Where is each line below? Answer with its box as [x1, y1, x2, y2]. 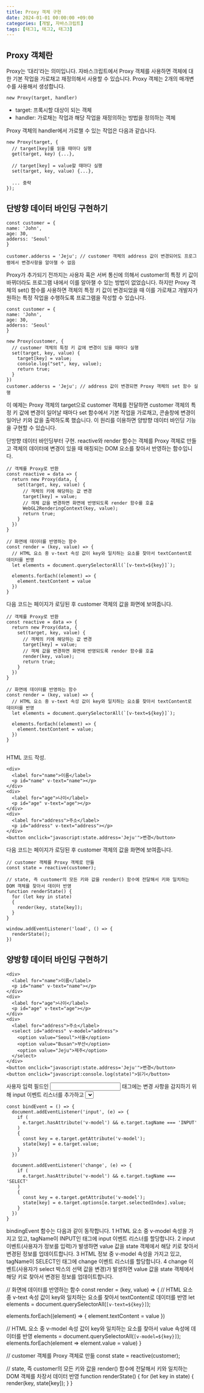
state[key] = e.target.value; [22, 1141, 99, 1147]
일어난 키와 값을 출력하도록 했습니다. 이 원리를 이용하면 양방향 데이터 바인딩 [6, 416, 185, 424]
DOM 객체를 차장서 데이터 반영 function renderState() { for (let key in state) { [6, 1372, 194, 1380]
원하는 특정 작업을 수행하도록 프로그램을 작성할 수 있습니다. [6, 294, 146, 301]
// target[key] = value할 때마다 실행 [12, 163, 102, 169]
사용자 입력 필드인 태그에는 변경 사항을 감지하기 [6, 1082, 191, 1090]
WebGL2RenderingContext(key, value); [22, 505, 119, 512]
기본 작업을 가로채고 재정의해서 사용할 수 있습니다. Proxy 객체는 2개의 [12, 75, 178, 82]
